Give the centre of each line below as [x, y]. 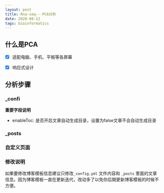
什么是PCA [21, 44]
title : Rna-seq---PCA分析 [31, 14]
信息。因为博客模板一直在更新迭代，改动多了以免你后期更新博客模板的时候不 [82, 180]
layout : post [18, 10]
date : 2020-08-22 [23, 19]
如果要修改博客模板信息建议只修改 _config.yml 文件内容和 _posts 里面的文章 [81, 173]
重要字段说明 [18, 110]
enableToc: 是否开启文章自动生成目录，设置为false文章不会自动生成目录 [84, 120]
